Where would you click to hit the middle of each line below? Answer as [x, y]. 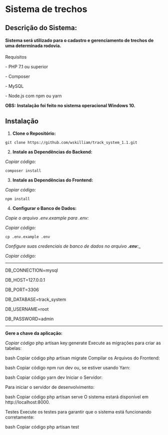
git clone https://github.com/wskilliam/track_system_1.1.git [71, 142]
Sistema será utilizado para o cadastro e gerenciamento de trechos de [79, 41]
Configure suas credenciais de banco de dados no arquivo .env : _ [73, 246]
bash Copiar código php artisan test [42, 426]
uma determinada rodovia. [33, 46]
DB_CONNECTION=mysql [32, 270]
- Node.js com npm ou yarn [33, 96]
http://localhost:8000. [27, 402]
